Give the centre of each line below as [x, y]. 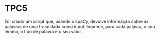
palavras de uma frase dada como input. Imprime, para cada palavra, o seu [80, 26]
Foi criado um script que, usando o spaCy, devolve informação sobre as [77, 21]
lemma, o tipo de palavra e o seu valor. [43, 31]
